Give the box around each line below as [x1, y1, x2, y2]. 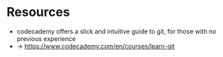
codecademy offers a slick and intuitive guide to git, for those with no [16, 27, 217, 35]
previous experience [16, 34, 76, 42]
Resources [6, 4, 71, 20]
